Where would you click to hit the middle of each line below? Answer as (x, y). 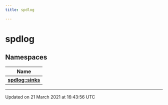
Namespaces (26, 57)
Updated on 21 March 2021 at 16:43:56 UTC (50, 97)
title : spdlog (20, 10)
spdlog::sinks (24, 79)
